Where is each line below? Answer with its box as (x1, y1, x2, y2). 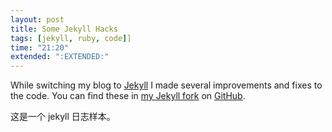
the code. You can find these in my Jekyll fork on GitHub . (10, 90, 246, 102)
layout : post (10, 14, 65, 25)
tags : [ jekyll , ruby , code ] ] (10, 33, 132, 43)
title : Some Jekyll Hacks (10, 24, 118, 34)
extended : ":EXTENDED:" (10, 52, 110, 62)
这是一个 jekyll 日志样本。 (10, 111, 116, 123)
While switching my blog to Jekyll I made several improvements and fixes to (10, 79, 323, 91)
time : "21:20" (10, 42, 70, 53)
